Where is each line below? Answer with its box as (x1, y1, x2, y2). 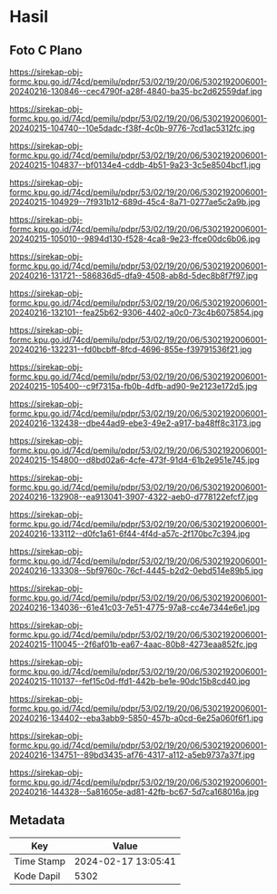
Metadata (9, 812, 65, 828)
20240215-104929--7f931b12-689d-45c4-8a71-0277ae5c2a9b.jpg (9, 197, 261, 207)
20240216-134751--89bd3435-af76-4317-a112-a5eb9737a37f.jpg (9, 750, 256, 760)
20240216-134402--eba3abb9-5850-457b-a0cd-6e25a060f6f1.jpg (9, 712, 263, 723)
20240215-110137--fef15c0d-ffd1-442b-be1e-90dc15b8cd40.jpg (9, 676, 251, 686)
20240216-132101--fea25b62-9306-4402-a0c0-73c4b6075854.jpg (9, 307, 264, 318)
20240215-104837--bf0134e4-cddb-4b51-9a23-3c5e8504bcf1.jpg (9, 160, 262, 170)
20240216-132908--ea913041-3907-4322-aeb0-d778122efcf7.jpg (9, 492, 259, 502)
